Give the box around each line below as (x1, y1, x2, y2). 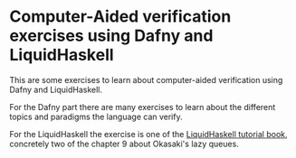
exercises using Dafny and (9, 25, 214, 46)
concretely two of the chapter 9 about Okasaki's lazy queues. (9, 138, 240, 149)
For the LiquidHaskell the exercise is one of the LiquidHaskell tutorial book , (9, 128, 288, 139)
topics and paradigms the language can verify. (9, 111, 183, 122)
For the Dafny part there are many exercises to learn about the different (9, 101, 276, 112)
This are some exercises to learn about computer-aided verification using (9, 74, 283, 85)
